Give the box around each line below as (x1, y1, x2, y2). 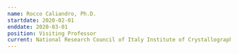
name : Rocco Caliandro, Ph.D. (7, 10, 97, 18)
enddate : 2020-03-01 (7, 23, 69, 30)
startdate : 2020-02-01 (7, 17, 74, 24)
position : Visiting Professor (7, 29, 97, 37)
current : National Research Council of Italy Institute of (7, 36, 186, 43)
